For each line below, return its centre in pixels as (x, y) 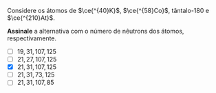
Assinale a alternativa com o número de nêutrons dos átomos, (96, 31)
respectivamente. (32, 38)
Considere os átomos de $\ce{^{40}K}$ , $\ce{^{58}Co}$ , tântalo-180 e (108, 11)
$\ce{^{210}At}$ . (31, 18)
